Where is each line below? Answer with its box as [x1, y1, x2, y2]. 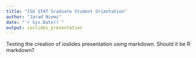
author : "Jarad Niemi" [6, 14, 62, 20]
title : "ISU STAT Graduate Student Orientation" [6, 8, 127, 14]
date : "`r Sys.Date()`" [6, 19, 65, 25]
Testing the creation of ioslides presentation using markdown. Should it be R [6, 41, 191, 48]
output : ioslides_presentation [6, 24, 83, 31]
